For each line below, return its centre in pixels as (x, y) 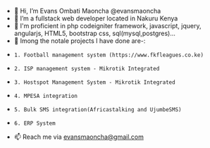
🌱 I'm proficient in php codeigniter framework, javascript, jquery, (107, 26)
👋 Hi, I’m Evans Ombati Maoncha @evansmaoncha (87, 11)
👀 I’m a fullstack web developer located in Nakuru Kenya (96, 18)
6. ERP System (35, 123)
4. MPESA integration (45, 96)
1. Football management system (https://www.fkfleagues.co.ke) (109, 55)
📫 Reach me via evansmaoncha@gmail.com (79, 137)
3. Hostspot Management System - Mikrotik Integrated (94, 82)
